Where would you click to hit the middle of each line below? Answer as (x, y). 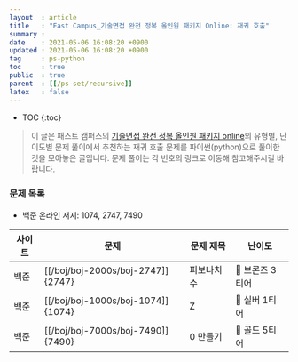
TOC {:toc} (42, 117)
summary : (27, 34)
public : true (37, 76)
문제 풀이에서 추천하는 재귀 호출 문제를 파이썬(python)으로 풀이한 (168, 147)
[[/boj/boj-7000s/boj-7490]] (106, 330)
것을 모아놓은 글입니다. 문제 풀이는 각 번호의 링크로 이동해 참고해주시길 (153, 157)
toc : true (37, 68)
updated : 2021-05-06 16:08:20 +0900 (79, 51)
